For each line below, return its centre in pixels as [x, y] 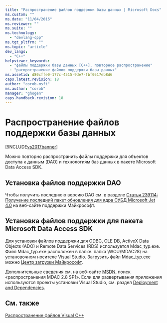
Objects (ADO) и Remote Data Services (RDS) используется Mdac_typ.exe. [83, 246]
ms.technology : [21, 33]
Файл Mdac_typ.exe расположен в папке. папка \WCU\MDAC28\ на [77, 251]
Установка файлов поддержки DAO [63, 183]
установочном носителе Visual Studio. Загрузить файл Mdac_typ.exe [78, 257]
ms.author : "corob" [25, 88]
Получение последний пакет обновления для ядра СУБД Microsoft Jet [80, 200]
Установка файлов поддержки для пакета [74, 221]
